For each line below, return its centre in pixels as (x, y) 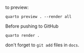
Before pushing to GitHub (32, 26)
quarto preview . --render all (38, 17)
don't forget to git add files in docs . (43, 45)
